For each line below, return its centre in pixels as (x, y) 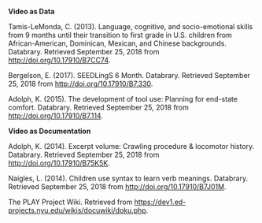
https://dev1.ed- (160, 202)
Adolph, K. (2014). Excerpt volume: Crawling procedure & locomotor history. (131, 146)
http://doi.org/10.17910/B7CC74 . (59, 60)
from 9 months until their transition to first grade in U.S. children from (120, 35)
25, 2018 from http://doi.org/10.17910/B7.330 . (81, 84)
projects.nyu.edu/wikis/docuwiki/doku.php (77, 210)
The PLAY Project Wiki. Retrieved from (70, 202)
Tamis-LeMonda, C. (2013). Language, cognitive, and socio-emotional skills (131, 26)
